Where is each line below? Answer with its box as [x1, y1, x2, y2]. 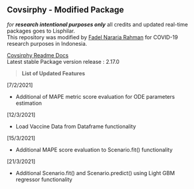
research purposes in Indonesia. [7, 40, 87, 47]
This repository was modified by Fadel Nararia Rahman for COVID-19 [7, 33, 178, 41]
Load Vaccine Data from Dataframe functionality [15, 123, 137, 130]
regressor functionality [15, 176, 73, 183]
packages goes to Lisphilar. [7, 27, 76, 34]
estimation [15, 99, 42, 107]
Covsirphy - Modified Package [7, 5, 124, 15]
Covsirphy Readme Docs [7, 51, 69, 59]
